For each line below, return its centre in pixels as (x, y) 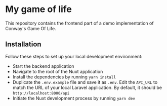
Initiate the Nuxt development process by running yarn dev (74, 98)
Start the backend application (43, 66)
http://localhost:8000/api (41, 93)
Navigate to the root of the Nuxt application (58, 71)
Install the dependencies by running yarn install (64, 77)
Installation (23, 44)
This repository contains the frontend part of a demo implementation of (79, 23)
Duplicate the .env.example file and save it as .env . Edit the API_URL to (85, 82)
